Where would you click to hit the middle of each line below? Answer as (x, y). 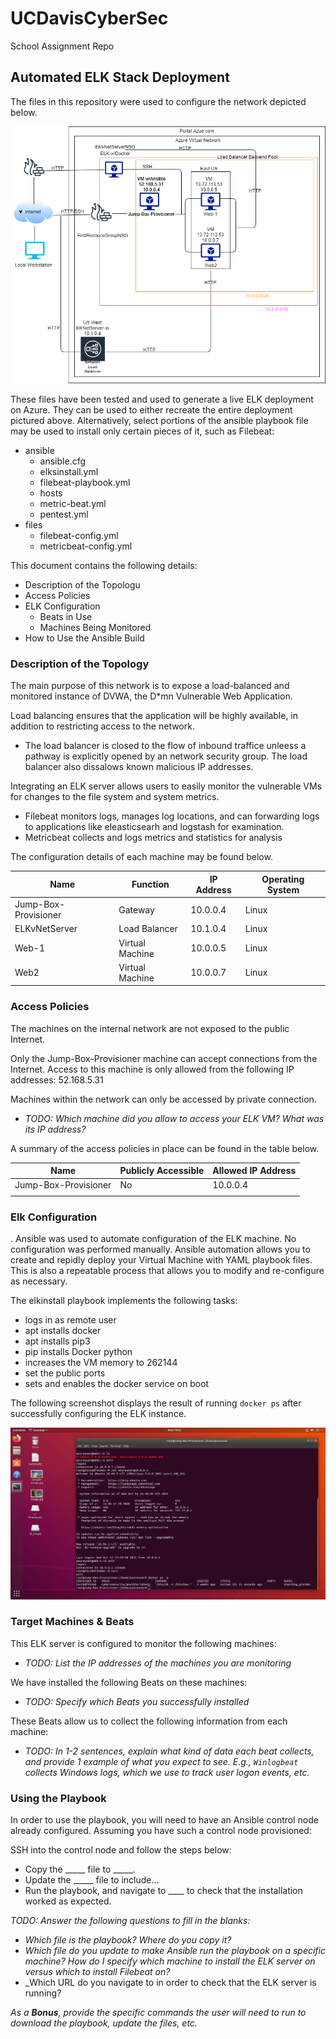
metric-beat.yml (73, 504)
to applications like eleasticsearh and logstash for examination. (154, 827)
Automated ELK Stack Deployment (120, 77)
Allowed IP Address (254, 1171)
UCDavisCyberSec (89, 18)
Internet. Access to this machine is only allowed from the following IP (152, 1069)
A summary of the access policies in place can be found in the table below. (165, 1148)
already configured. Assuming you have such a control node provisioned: (161, 1831)
